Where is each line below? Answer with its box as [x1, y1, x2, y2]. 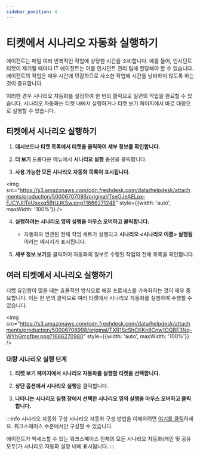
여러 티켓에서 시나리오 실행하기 [6, 270, 113, 280]
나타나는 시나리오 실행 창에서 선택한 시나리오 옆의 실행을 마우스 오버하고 [14, 395, 180, 403]
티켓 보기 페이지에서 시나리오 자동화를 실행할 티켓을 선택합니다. [14, 370, 161, 377]
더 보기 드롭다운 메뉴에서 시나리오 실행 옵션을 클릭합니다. [14, 156, 147, 163]
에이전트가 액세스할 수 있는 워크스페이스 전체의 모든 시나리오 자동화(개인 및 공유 [6, 435, 192, 442]
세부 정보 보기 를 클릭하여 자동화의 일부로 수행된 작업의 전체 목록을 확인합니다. [14, 251, 195, 258]
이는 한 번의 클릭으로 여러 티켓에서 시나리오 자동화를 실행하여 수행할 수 [28, 295, 193, 302]
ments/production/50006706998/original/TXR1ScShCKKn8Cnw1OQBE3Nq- [6, 326, 192, 334]
